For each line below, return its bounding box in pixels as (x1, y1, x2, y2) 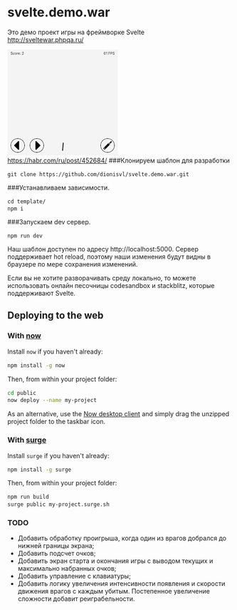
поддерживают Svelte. (7, 289, 76, 297)
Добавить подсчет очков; (17, 549, 96, 558)
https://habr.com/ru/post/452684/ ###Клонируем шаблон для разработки (7, 156, 230, 165)
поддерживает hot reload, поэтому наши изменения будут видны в (7, 252, 211, 261)
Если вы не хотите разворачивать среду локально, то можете (7, 274, 196, 282)
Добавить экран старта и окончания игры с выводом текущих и (17, 557, 214, 565)
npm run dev (7, 232, 43, 239)
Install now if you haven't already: (7, 347, 103, 356)
